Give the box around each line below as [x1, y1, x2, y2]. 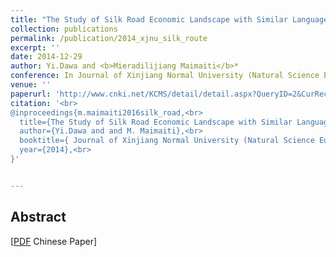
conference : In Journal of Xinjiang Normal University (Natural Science [10, 71, 320, 81]
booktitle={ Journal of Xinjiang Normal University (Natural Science [19, 136, 315, 146]
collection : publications [10, 24, 118, 34]
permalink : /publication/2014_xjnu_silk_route [10, 33, 208, 43]
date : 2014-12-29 [10, 52, 83, 62]
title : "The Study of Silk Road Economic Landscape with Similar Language [10, 14, 329, 25]
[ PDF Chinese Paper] [10, 235, 98, 247]
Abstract [10, 209, 67, 226]
